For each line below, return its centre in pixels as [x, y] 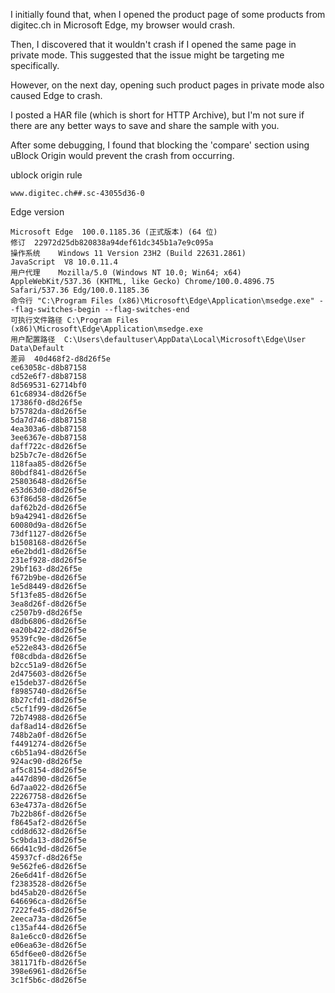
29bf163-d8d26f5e [46, 569]
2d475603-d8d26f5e [48, 674]
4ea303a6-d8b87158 [48, 429]
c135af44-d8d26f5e [48, 928]
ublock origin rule [46, 175]
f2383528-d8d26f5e [48, 884]
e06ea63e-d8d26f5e [48, 945]
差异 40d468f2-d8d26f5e [60, 359]
